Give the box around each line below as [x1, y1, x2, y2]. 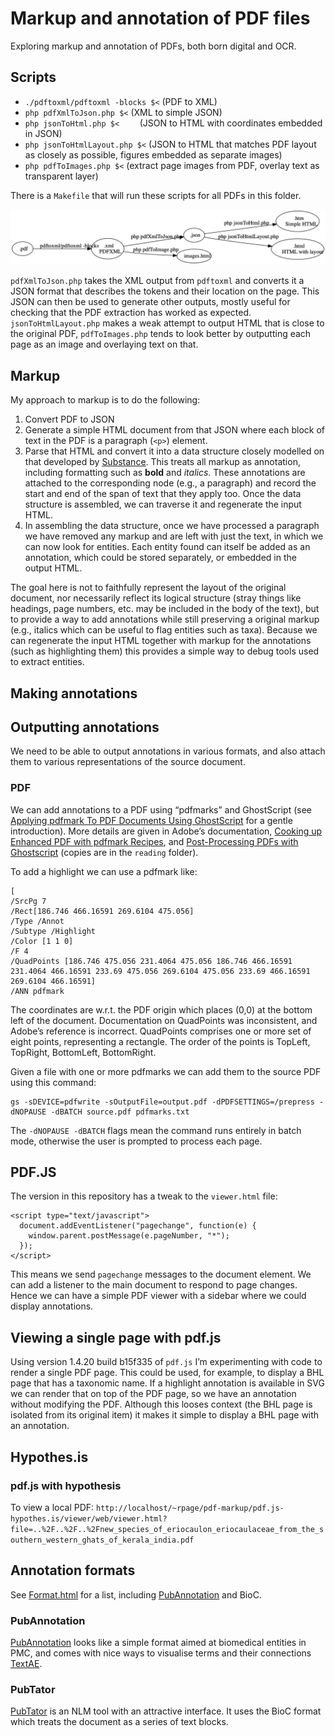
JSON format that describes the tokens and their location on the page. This [10, 285, 320, 297]
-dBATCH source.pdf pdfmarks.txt [50, 1107, 190, 1117]
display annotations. [10, 1300, 94, 1312]
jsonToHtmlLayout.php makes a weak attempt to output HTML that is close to [10, 317, 325, 329]
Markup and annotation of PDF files [10, 7, 311, 30]
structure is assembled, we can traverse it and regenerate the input [24, 498, 302, 511]
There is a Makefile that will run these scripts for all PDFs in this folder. [10, 189, 302, 201]
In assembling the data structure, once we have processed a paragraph [24, 520, 320, 532]
